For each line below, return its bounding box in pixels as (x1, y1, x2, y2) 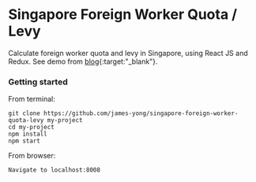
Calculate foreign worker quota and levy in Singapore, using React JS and (8, 48, 248, 58)
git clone (8, 110, 41, 117)
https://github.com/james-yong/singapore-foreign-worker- (43, 110, 239, 117)
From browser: (8, 151, 56, 161)
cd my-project (8, 124, 55, 132)
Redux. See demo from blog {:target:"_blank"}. (8, 57, 158, 66)
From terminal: (8, 95, 55, 104)
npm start (8, 137, 41, 145)
